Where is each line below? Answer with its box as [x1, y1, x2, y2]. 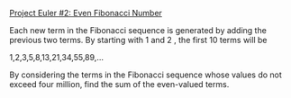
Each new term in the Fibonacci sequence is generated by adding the [9, 25, 268, 35]
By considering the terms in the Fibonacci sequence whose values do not [9, 69, 282, 80]
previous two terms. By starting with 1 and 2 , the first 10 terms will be [9, 35, 268, 45]
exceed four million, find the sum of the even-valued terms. [9, 79, 230, 89]
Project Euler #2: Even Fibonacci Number [9, 8, 162, 18]
